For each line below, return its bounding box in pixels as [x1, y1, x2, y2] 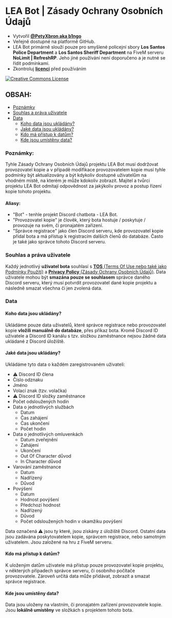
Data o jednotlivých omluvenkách [12, 431, 83, 437]
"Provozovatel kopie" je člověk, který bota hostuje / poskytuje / [12, 217, 146, 223]
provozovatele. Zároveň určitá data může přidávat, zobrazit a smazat [5, 573, 150, 579]
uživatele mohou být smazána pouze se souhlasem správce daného [5, 274, 150, 280]
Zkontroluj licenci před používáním [12, 66, 87, 72]
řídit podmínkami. [12, 60, 50, 66]
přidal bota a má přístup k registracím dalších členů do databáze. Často [12, 233, 164, 239]
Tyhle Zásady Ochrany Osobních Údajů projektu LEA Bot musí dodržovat [5, 161, 159, 168]
